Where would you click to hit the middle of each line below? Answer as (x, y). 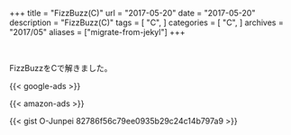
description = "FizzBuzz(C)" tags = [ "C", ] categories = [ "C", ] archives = (146, 22)
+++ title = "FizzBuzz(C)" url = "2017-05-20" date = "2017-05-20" (132, 13)
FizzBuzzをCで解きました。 (61, 68)
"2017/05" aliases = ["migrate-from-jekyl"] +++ (98, 32)
